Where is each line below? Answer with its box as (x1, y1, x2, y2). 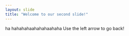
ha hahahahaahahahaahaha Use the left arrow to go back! (5, 25, 124, 31)
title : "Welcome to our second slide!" (5, 12, 88, 17)
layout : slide (5, 7, 35, 12)
